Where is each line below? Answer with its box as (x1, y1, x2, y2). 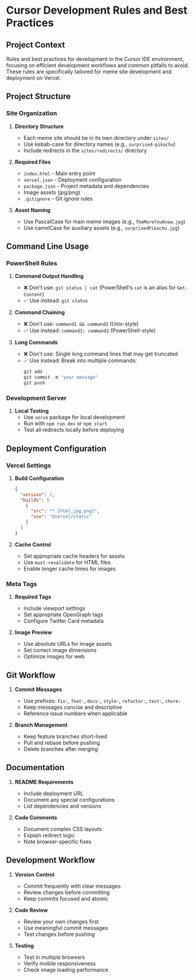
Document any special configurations (23, 796, 115, 803)
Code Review (14, 906, 48, 913)
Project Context (6, 40, 65, 50)
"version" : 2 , (20, 491, 55, 498)
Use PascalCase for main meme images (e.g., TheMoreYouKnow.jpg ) (23, 217, 186, 225)
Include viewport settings (23, 605, 86, 612)
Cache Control (14, 540, 51, 548)
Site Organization (6, 109, 57, 117)
